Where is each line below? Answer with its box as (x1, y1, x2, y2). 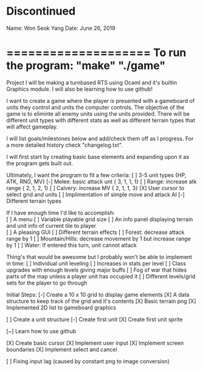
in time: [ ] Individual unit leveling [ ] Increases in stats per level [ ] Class (6, 260, 187, 267)
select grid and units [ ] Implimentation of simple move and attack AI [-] (6, 191, 185, 198)
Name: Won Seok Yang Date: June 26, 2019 (6, 24, 115, 32)
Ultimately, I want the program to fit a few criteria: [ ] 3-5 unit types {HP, (6, 171, 187, 178)
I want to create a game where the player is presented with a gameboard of (6, 97, 195, 104)
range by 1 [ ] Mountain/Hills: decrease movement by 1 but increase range (6, 235, 191, 242)
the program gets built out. (6, 160, 74, 167)
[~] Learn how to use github (6, 327, 77, 334)
